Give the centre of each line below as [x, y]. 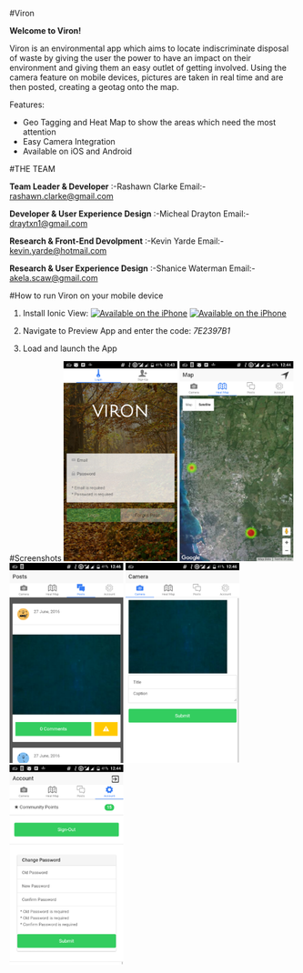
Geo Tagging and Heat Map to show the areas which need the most [149, 122]
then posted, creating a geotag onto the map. [94, 87]
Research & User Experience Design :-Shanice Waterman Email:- [133, 268]
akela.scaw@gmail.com [54, 278]
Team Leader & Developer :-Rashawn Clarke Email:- [108, 186]
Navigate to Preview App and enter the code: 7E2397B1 [126, 331]
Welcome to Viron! [45, 30]
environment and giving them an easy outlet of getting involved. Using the [148, 68]
